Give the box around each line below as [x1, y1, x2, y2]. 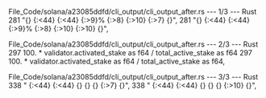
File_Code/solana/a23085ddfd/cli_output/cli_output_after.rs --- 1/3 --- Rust [8, 7, 257, 16]
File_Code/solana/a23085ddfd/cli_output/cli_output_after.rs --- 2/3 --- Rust [8, 39, 259, 49]
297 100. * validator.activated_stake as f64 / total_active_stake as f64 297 [8, 48, 252, 57]
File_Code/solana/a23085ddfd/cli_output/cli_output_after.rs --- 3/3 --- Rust [8, 72, 259, 81]
